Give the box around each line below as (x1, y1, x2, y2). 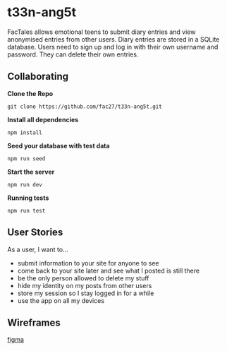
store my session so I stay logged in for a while (17, 289, 154, 297)
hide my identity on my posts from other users (17, 281, 152, 290)
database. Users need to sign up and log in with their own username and (7, 42, 219, 51)
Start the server (7, 167, 55, 176)
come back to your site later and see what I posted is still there (17, 266, 200, 275)
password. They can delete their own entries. (7, 50, 139, 59)
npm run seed (7, 155, 46, 162)
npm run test (7, 207, 46, 214)
